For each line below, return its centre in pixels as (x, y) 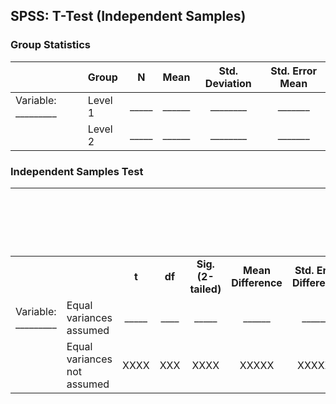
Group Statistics (51, 45)
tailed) (205, 289)
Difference (257, 282)
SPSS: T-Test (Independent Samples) (128, 16)
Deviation (228, 83)
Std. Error (293, 71)
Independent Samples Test (77, 171)
